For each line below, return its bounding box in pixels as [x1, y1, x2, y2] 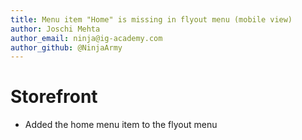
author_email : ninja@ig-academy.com [10, 33, 163, 43]
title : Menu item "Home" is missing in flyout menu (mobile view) [10, 14, 293, 25]
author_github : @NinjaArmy [10, 42, 123, 53]
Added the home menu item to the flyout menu [24, 119, 218, 131]
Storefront [10, 86, 98, 108]
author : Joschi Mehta [10, 24, 101, 34]
